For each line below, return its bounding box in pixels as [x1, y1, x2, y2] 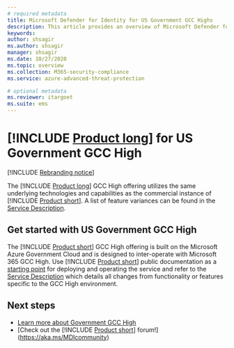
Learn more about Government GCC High [17, 318, 136, 326]
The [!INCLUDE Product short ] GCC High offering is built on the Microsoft [7, 242, 218, 251]
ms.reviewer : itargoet [7, 94, 73, 101]
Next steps [7, 300, 56, 312]
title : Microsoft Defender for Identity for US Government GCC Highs [7, 17, 214, 24]
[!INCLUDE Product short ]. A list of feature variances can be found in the [7, 196, 216, 205]
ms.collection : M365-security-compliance [7, 68, 130, 75]
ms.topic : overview [7, 62, 64, 69]
